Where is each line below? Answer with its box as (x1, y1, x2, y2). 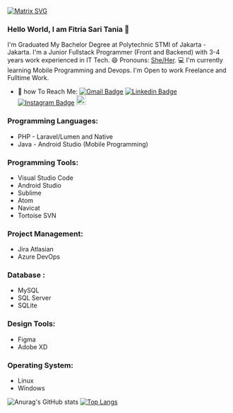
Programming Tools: (7, 157, 79, 167)
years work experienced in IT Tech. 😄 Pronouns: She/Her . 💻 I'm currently (7, 56, 224, 64)
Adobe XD (17, 342, 48, 351)
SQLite (17, 301, 37, 310)
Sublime (17, 188, 42, 197)
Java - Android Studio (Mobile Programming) (17, 140, 148, 148)
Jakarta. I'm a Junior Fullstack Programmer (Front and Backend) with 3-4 (7, 48, 220, 57)
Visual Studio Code (17, 174, 74, 182)
